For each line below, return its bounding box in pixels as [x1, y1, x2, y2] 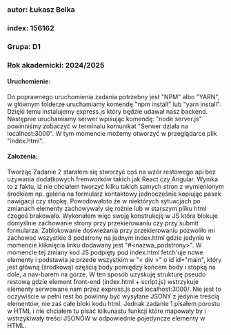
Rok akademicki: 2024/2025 [7, 60, 105, 70]
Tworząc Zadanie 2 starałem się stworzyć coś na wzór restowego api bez [7, 167, 216, 176]
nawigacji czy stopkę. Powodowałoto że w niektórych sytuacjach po [7, 197, 201, 205]
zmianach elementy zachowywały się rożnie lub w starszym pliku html [7, 205, 207, 213]
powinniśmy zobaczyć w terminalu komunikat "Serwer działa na [7, 122, 188, 130]
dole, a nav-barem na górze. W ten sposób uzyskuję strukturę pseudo [7, 270, 206, 278]
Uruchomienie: [7, 77, 51, 85]
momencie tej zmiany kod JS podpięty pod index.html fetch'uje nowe [7, 248, 203, 256]
